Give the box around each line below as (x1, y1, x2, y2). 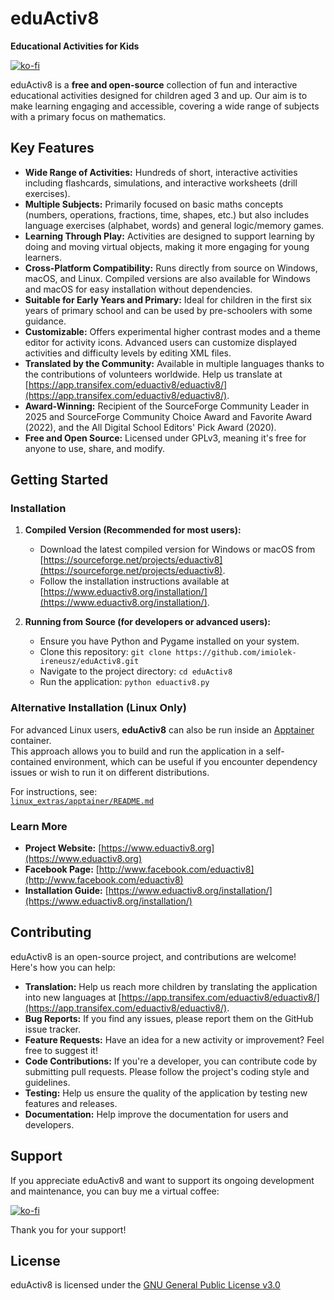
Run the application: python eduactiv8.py (39, 676, 210, 688)
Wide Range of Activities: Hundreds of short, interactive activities (24, 166, 298, 178)
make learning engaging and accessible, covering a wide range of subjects (10, 100, 320, 112)
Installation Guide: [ (24, 885, 109, 897)
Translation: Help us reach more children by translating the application (24, 980, 318, 992)
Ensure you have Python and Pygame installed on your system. (39, 635, 300, 647)
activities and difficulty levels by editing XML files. (24, 347, 232, 359)
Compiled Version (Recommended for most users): (24, 524, 242, 536)
